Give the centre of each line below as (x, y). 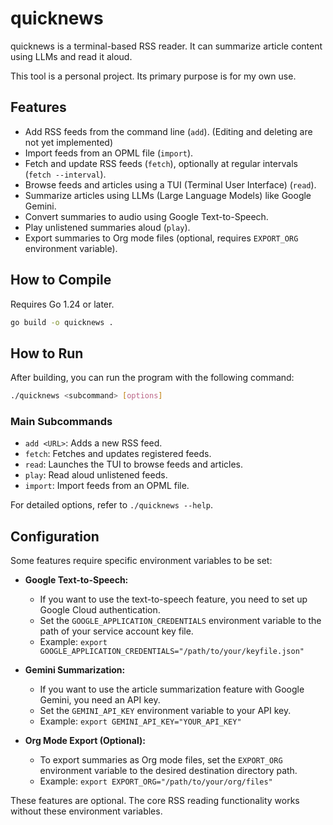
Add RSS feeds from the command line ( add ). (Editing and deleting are (168, 131)
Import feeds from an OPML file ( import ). (109, 153)
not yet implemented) (69, 142)
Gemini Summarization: (75, 670)
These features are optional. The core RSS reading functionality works (155, 801)
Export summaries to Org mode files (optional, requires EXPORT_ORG (161, 238)
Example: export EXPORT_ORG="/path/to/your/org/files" (156, 781)
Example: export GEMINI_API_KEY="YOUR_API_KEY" (140, 721)
